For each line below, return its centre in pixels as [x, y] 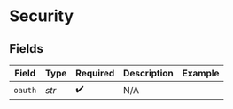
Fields [27, 49]
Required [95, 73]
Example [201, 73]
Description [148, 73]
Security [41, 16]
